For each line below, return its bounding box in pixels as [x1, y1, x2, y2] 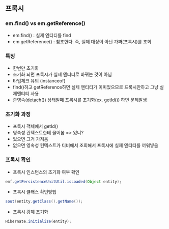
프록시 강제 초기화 [12, 209, 48, 215]
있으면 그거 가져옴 [12, 136, 48, 142]
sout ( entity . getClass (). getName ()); [5, 199, 83, 204]
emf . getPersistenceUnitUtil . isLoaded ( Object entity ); [5, 179, 122, 184]
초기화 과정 [5, 110, 31, 118]
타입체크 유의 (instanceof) [12, 77, 66, 83]
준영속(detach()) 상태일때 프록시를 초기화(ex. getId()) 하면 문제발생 [12, 97, 147, 103]
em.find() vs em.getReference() [5, 20, 86, 27]
